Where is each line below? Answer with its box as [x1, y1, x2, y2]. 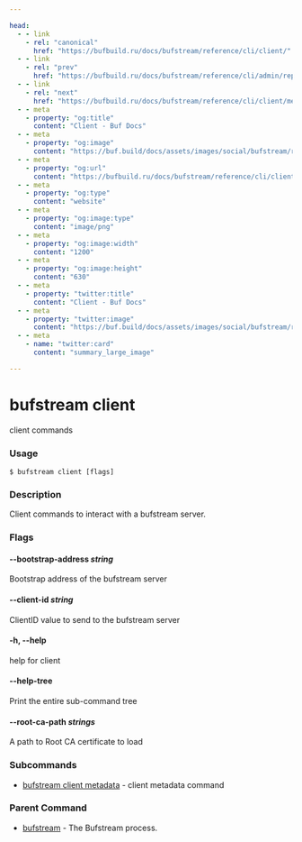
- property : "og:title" [25, 114, 115, 123]
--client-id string [9, 594, 74, 605]
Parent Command [9, 801, 87, 814]
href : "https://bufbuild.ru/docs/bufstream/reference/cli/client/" [32, 46, 292, 55]
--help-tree [9, 675, 53, 686]
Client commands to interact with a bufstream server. [9, 508, 207, 519]
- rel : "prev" [25, 63, 78, 72]
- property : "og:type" [25, 188, 111, 198]
